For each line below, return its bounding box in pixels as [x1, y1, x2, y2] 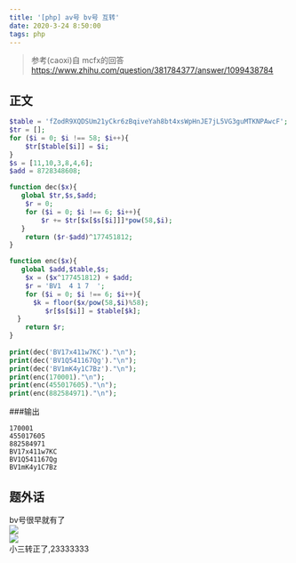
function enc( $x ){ [9, 257, 77, 266]
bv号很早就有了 [9, 515, 66, 525]
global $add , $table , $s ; [20, 265, 109, 274]
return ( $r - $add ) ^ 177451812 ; [25, 232, 133, 241]
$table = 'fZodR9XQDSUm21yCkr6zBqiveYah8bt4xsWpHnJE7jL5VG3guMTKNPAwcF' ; [9, 117, 289, 126]
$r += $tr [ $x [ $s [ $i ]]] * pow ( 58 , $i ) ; [41, 215, 173, 225]
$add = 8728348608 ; [9, 166, 82, 176]
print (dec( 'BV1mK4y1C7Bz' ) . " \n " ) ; [9, 364, 138, 374]
